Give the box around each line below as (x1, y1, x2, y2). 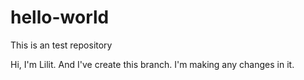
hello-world (10, 6, 110, 29)
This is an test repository (10, 39, 113, 51)
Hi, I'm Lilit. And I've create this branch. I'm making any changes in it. (10, 58, 295, 70)
